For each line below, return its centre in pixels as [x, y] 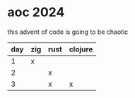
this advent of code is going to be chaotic [68, 32]
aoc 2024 [36, 12]
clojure [81, 49]
